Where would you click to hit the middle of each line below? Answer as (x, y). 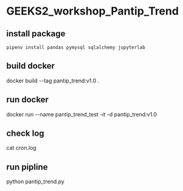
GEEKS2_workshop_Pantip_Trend (93, 11)
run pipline (27, 167)
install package (36, 34)
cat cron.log (21, 148)
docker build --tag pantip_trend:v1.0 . (53, 81)
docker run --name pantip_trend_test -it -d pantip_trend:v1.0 (81, 114)
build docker (31, 66)
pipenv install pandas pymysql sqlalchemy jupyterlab (76, 47)
